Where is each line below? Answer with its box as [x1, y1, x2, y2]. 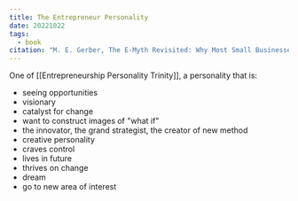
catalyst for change [21, 106, 94, 117]
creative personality [21, 135, 96, 145]
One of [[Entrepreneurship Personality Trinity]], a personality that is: [9, 70, 258, 81]
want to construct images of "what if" [21, 116, 160, 127]
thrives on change [21, 163, 89, 174]
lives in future [21, 153, 73, 164]
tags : [9, 29, 29, 38]
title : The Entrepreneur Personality [9, 12, 149, 22]
